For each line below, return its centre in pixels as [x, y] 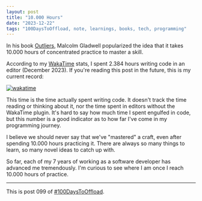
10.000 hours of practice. [38, 175]
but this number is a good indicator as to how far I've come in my [87, 119]
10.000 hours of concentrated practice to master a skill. [75, 52]
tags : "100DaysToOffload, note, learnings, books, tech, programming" [96, 29]
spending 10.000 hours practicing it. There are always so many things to [96, 144]
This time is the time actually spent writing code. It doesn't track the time [96, 100]
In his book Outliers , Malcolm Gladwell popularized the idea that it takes [95, 46]
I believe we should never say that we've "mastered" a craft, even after [94, 137]
